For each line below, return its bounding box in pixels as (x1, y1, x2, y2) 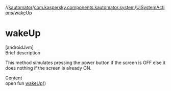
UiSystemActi (136, 5, 165, 10)
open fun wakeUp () (5, 80, 46, 86)
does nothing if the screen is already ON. (5, 65, 92, 71)
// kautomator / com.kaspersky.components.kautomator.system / (5, 5, 137, 10)
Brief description (5, 49, 41, 55)
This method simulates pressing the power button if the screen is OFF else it (5, 59, 166, 66)
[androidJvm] (5, 44, 34, 50)
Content (5, 75, 22, 81)
